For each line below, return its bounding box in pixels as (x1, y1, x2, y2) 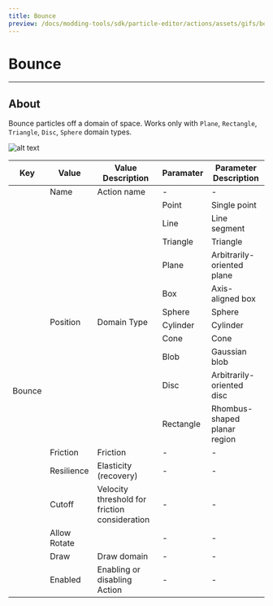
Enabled (50, 574, 81, 586)
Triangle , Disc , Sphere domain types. (8, 127, 132, 137)
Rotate (50, 538, 75, 549)
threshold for (97, 494, 147, 505)
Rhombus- (210, 403, 253, 415)
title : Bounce (8, 11, 57, 20)
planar (210, 424, 236, 435)
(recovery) (97, 470, 138, 481)
